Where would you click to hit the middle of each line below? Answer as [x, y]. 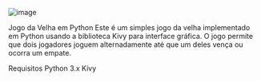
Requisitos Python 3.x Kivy [52, 68]
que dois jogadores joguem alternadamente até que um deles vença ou [126, 44]
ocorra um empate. [40, 53]
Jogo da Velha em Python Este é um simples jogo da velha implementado [129, 27]
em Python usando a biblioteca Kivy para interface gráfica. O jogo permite [131, 36]
